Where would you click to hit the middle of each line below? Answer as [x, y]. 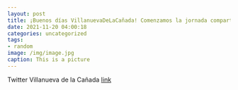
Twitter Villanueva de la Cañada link [59, 79]
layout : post [27, 14]
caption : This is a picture [49, 60]
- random [20, 46]
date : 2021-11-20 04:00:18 [47, 27]
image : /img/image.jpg [41, 53]
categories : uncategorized [47, 33]
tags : [15, 40]
